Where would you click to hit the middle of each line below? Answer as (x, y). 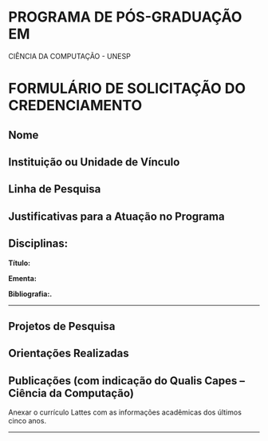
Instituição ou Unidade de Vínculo (94, 162)
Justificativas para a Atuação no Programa (116, 216)
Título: (20, 263)
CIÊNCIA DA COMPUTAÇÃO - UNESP (70, 56)
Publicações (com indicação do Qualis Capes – (127, 381)
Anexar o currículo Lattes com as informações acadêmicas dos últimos (125, 412)
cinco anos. (27, 421)
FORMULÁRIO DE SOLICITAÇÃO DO (127, 89)
